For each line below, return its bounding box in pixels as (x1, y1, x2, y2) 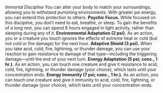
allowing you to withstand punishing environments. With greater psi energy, (5, 9, 157, 15)
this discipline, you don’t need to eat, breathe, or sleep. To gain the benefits (5, 20, 157, 25)
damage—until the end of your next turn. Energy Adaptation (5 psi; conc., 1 (5, 56, 158, 62)
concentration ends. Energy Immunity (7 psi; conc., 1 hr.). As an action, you (5, 72, 159, 77)
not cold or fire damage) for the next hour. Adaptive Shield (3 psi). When (5, 41, 152, 46)
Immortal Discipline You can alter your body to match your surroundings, (5, 4, 151, 10)
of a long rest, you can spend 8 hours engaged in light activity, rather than (5, 25, 154, 31)
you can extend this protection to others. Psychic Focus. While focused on (5, 15, 156, 20)
